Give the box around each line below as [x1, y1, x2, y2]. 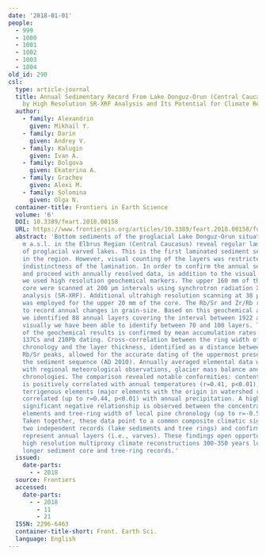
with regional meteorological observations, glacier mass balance [22, 366, 246, 373]
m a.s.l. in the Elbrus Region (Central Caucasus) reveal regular [22, 240, 246, 248]
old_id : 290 [8, 71, 47, 78]
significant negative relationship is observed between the [22, 402, 225, 411]
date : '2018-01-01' [8, 11, 73, 20]
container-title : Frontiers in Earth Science [15, 203, 169, 211]
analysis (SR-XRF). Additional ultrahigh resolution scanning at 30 [22, 292, 253, 300]
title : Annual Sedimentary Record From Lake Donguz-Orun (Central [15, 93, 239, 101]
